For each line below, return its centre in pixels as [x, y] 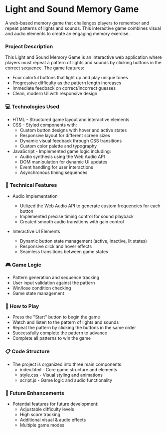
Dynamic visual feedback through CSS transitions [71, 141]
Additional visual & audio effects [53, 420]
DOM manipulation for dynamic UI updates [64, 162]
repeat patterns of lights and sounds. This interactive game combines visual [83, 28]
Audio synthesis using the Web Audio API [62, 156]
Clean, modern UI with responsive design [55, 94]
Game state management [38, 293]
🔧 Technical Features [31, 185]
